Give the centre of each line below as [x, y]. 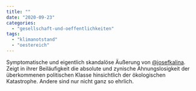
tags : [13, 34]
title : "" [19, 12]
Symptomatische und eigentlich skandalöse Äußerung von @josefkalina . [96, 62]
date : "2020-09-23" [31, 17]
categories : [21, 23]
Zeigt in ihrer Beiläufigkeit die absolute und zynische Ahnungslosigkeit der [98, 68]
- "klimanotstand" [35, 40]
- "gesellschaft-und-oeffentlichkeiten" [63, 28]
